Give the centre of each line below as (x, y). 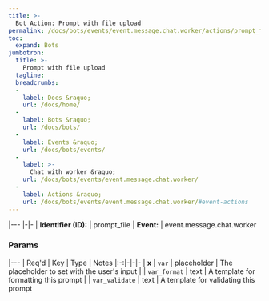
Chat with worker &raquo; (72, 172)
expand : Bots (37, 46)
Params (23, 245)
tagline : (30, 75)
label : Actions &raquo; (62, 194)
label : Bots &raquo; (57, 120)
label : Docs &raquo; (57, 98)
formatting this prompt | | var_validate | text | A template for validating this (132, 279)
